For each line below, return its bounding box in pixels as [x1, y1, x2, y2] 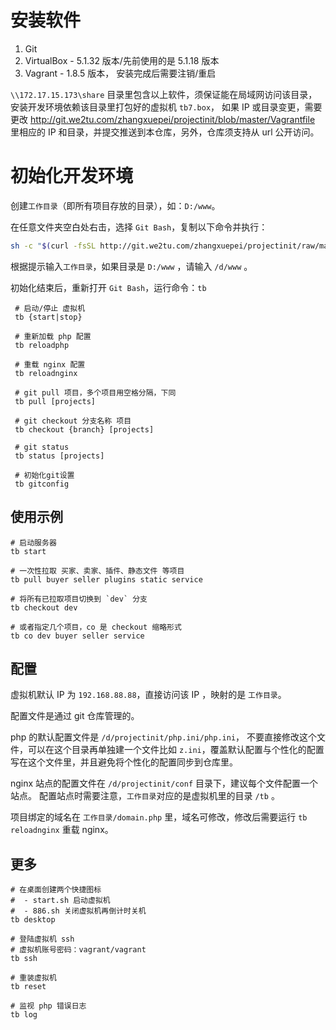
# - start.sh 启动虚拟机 [10, 896, 111, 906]
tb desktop [10, 915, 56, 925]
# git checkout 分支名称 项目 [14, 416, 132, 426]
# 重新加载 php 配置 [14, 331, 92, 341]
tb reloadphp [14, 340, 70, 350]
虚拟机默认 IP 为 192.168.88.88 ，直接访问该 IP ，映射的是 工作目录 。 [10, 689, 287, 701]
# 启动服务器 [10, 537, 57, 548]
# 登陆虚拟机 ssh [10, 934, 75, 945]
